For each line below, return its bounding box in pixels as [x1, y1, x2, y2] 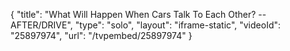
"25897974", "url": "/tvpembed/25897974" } [10, 30, 193, 41]
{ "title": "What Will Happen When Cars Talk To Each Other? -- [10, 9, 267, 20]
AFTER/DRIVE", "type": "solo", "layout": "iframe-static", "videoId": [10, 19, 282, 31]
